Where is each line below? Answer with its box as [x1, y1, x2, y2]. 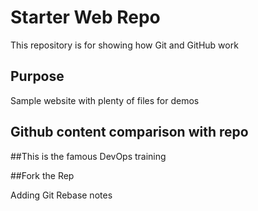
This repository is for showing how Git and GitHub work [10, 39, 239, 51]
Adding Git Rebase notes [10, 189, 113, 201]
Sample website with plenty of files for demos [10, 94, 200, 106]
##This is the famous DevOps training [10, 150, 167, 162]
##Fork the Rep [10, 169, 75, 181]
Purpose [10, 68, 65, 85]
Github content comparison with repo [10, 124, 249, 141]
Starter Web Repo [10, 6, 161, 29]
